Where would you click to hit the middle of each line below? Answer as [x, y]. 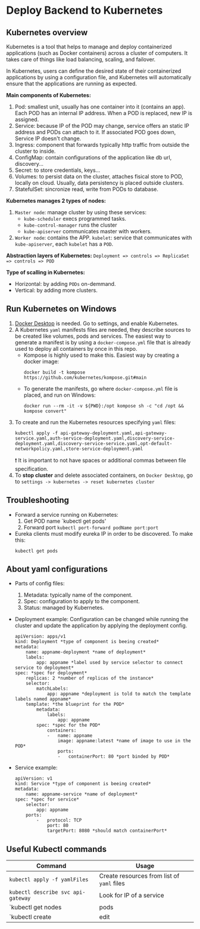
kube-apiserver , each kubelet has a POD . [64, 244]
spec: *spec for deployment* [51, 673]
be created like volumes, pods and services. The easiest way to [93, 336]
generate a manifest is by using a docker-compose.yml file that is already [103, 342]
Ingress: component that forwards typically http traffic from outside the [102, 145]
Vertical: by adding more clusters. [56, 290]
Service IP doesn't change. [48, 138]
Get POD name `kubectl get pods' [65, 521]
